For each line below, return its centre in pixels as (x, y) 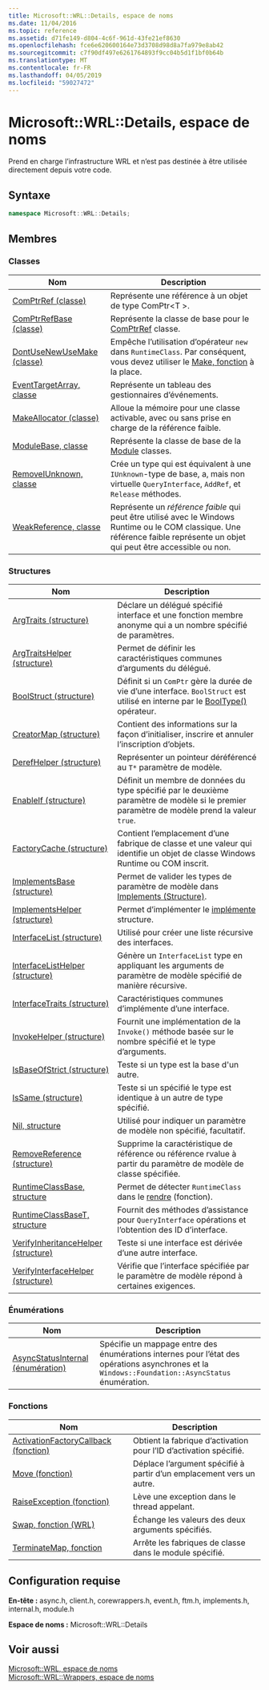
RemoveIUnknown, (48, 473)
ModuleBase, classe (50, 445)
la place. (126, 372)
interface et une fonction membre (180, 615)
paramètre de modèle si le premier (182, 800)
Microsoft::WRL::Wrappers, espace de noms (81, 1677)
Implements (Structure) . (162, 896)
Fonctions (28, 1406)
